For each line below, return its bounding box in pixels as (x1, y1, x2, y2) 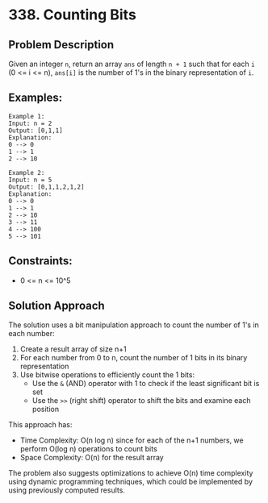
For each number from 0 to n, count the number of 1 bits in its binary (19, 353, 248, 363)
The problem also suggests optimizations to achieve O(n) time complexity (8, 468, 253, 478)
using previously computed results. (8, 485, 125, 495)
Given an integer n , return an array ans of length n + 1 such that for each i (8, 59, 256, 69)
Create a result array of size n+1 (19, 344, 127, 354)
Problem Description (8, 38, 115, 52)
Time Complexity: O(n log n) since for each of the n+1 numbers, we (19, 435, 244, 445)
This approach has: (8, 420, 73, 430)
